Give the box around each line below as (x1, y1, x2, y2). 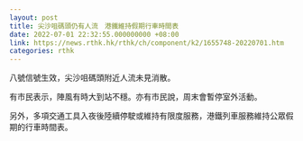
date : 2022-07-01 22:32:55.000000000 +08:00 (9, 30, 179, 39)
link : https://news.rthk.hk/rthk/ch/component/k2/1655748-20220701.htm (9, 38, 284, 48)
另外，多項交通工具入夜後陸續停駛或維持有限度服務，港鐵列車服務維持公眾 (9, 110, 286, 121)
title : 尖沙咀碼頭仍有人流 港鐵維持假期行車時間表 (9, 22, 179, 31)
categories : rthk (9, 47, 75, 56)
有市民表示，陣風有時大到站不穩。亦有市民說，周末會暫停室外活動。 (9, 92, 262, 102)
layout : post (9, 13, 59, 22)
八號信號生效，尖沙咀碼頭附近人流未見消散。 (9, 73, 176, 84)
